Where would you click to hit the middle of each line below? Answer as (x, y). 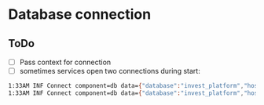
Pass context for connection (65, 62)
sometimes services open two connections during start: (110, 71)
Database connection (80, 14)
